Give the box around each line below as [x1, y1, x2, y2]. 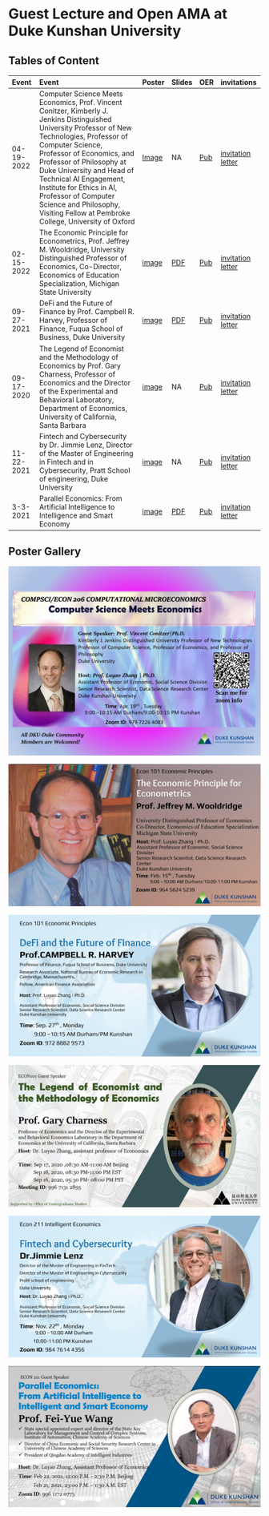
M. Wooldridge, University [38, 245, 125, 254]
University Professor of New [38, 123, 132, 132]
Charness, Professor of [38, 369, 116, 379]
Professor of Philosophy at [38, 157, 126, 167]
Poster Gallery [8, 544, 82, 558]
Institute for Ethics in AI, [38, 182, 118, 192]
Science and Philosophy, [38, 200, 121, 209]
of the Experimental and [38, 386, 118, 396]
